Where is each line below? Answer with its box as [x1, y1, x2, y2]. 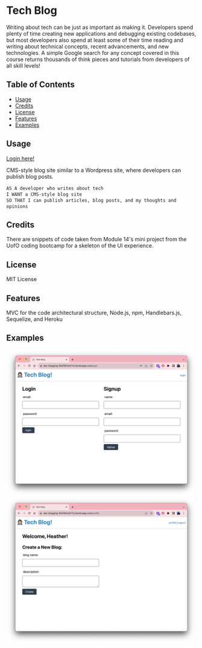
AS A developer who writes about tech [6, 185, 104, 191]
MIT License [6, 276, 37, 283]
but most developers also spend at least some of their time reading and [6, 36, 184, 43]
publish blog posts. [6, 173, 54, 180]
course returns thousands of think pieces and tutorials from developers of [6, 56, 190, 63]
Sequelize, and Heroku [6, 316, 63, 323]
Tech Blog [6, 4, 57, 17]
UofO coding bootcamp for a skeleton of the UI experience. [6, 242, 154, 249]
